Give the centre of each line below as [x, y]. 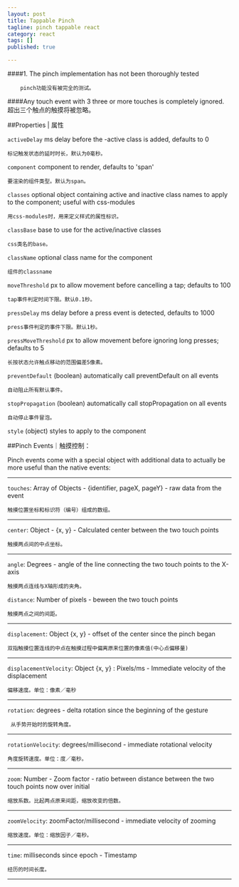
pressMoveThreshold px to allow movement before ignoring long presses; [113, 340]
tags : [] [20, 41]
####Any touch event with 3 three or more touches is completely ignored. [116, 101]
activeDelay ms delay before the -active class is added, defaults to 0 [108, 139]
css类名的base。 [29, 244]
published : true [31, 47]
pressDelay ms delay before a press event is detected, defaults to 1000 [111, 313]
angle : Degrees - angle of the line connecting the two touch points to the [114, 564]
